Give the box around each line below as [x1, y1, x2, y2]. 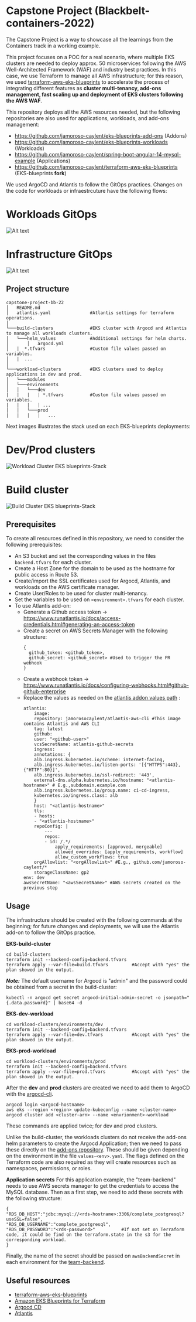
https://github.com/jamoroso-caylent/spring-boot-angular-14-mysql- [14, 151, 181, 158]
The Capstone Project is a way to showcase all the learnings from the [6, 36, 174, 43]
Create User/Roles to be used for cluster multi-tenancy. [14, 590, 148, 597]
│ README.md [6, 305, 41, 311]
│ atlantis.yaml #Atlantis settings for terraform [6, 309, 174, 316]
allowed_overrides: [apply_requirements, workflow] [54, 849, 184, 855]
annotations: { [34, 752, 71, 758]
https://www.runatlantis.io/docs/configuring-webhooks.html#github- [23, 682, 189, 689]
